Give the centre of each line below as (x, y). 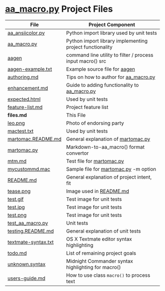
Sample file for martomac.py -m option (111, 169)
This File (76, 115)
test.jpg (16, 207)
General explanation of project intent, (109, 177)
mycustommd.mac (29, 169)
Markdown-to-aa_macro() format (105, 147)
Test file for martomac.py (95, 161)
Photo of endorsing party (95, 123)
